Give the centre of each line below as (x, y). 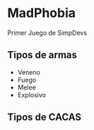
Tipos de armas (42, 55)
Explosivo (31, 94)
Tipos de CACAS (45, 118)
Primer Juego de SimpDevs (47, 33)
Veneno (29, 72)
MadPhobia (42, 13)
